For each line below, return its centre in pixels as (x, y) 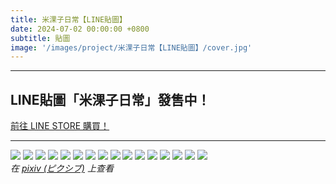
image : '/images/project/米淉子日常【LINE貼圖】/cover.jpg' (131, 47)
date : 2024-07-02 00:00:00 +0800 (80, 29)
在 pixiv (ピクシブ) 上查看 (62, 168)
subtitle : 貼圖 (40, 38)
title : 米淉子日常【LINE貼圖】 (68, 19)
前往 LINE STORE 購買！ (60, 126)
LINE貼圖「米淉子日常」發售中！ (110, 99)
